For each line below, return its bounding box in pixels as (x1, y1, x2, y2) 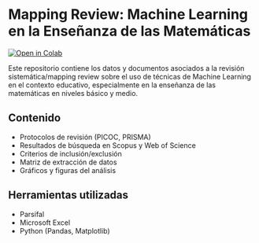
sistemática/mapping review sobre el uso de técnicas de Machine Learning (8, 72, 252, 81)
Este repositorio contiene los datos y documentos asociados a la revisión (8, 63, 245, 72)
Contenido (8, 112, 61, 125)
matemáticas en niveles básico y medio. (8, 88, 139, 98)
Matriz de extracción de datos (19, 157, 117, 167)
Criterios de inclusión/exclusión (19, 149, 122, 158)
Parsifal (19, 209, 45, 219)
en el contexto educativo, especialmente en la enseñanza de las (8, 80, 216, 90)
